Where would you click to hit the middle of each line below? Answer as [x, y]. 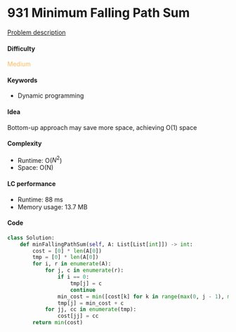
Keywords [22, 80]
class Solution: [31, 238]
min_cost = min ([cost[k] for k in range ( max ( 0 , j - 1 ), [141, 296]
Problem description [37, 32]
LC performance [32, 184]
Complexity [25, 144]
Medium [19, 64]
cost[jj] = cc [78, 316]
